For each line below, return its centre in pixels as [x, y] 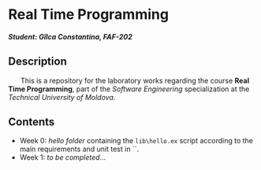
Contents [32, 122]
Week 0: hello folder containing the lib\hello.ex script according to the [136, 141]
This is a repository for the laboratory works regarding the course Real [135, 80]
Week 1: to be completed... [63, 157]
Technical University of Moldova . [62, 97]
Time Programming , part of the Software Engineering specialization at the [129, 89]
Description [37, 62]
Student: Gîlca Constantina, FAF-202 [70, 36]
